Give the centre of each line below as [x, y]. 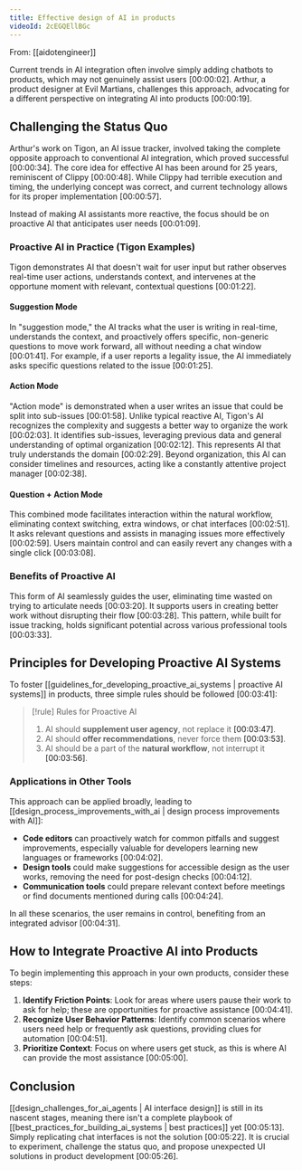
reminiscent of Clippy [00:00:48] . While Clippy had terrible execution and [146, 177]
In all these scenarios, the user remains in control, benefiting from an [137, 913]
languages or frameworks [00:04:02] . [93, 857]
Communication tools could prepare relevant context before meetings [154, 886]
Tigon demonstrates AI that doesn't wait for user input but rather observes [148, 267]
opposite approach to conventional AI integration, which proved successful [149, 158]
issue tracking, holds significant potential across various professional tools [148, 624]
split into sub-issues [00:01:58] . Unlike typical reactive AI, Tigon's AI [137, 416]
